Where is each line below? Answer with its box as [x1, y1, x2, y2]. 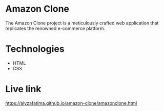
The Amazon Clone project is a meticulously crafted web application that [5, 20, 159, 26]
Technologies [5, 43, 65, 55]
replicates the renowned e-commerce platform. [5, 25, 106, 31]
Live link [5, 84, 42, 95]
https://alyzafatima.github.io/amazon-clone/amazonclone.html [5, 100, 137, 106]
